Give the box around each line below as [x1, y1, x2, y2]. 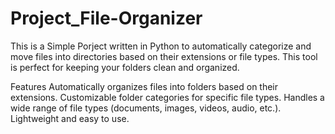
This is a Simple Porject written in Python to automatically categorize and [10, 40, 312, 52]
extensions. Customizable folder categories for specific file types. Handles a [10, 91, 325, 103]
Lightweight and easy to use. [10, 112, 130, 124]
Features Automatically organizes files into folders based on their [10, 80, 279, 92]
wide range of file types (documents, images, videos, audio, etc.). [10, 102, 282, 114]
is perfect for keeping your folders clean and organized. [10, 61, 240, 73]
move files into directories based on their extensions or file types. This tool [10, 50, 318, 62]
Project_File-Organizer [10, 7, 203, 30]
